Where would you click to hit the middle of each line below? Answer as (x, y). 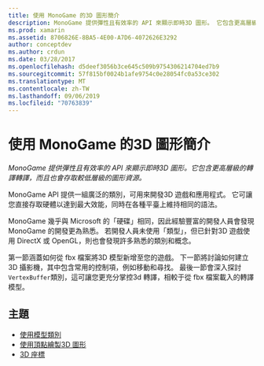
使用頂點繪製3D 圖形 (53, 344)
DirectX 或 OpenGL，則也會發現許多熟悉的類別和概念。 (106, 241)
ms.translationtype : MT (47, 81)
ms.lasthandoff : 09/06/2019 (54, 96)
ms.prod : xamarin (37, 30)
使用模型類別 (40, 335)
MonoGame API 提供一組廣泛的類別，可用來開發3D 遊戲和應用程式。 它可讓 (130, 194)
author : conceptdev (40, 45)
